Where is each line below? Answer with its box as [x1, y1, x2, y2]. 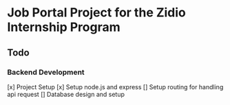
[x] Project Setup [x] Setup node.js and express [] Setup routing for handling [7, 82, 224, 91]
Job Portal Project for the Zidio [7, 5, 186, 21]
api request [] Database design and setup [7, 90, 125, 98]
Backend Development [7, 67, 85, 77]
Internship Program [7, 19, 121, 35]
